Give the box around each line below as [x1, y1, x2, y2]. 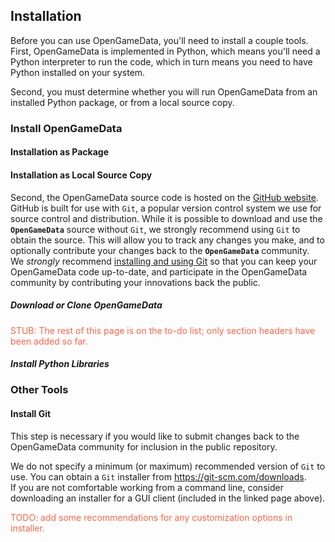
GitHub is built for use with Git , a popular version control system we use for [10, 202, 322, 214]
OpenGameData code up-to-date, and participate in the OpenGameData [10, 265, 308, 278]
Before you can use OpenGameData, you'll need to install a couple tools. [10, 34, 309, 46]
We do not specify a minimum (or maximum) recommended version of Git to [10, 460, 326, 472]
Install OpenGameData [10, 121, 123, 135]
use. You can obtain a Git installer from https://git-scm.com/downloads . [10, 470, 307, 483]
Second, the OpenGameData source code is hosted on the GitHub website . [10, 191, 319, 203]
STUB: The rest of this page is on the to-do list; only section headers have [10, 324, 316, 336]
